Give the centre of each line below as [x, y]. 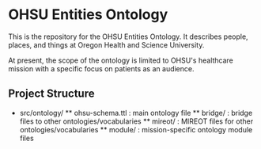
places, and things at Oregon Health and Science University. [106, 44]
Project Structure [51, 94]
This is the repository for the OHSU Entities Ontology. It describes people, [128, 36]
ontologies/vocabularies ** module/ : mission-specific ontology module [136, 129]
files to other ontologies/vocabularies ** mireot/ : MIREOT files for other [136, 121]
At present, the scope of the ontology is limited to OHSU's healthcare [121, 60]
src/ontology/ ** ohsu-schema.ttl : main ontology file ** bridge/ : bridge [136, 113]
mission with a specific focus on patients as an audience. [101, 68]
